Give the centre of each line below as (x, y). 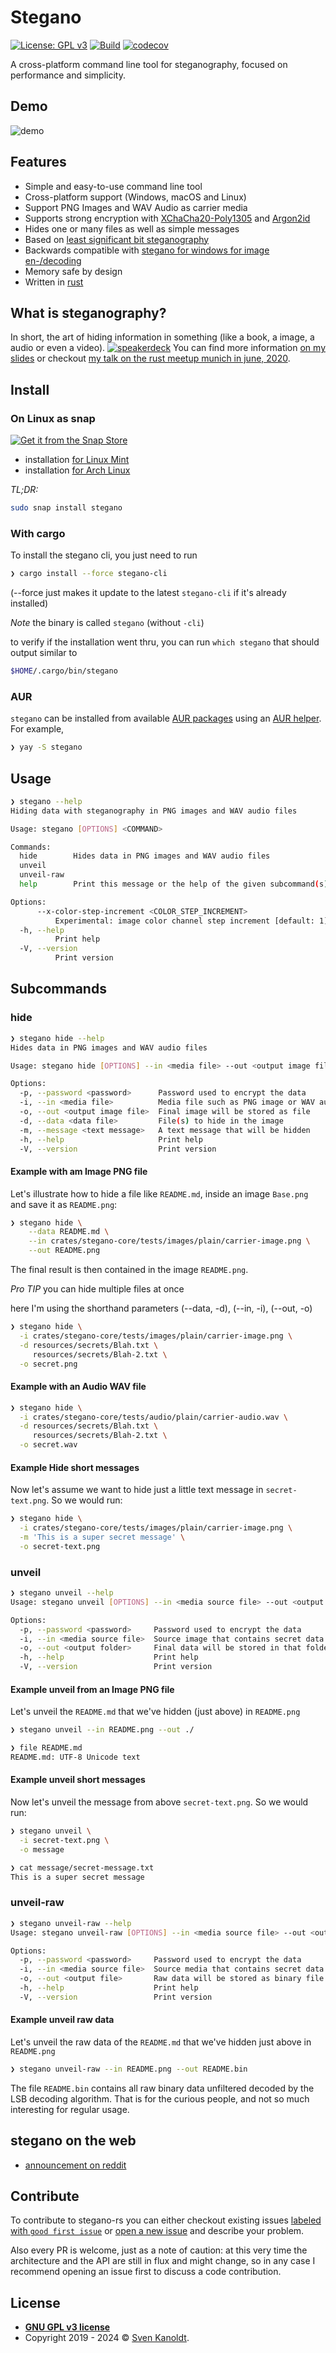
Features (38, 162)
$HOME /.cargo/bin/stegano (64, 671)
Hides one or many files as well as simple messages (132, 228)
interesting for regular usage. (70, 2109)
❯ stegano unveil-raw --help (71, 1923)
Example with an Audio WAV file (78, 1387)
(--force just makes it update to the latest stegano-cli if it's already (148, 593)
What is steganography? (88, 312)
